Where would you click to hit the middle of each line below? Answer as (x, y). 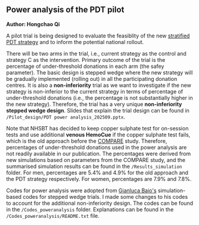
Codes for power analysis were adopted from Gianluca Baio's (81, 190)
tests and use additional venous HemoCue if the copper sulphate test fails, (98, 135)
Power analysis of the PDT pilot (65, 10)
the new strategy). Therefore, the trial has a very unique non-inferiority (94, 104)
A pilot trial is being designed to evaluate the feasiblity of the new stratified (98, 36)
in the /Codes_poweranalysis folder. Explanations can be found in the (90, 209)
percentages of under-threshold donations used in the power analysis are (97, 147)
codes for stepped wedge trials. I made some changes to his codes (105, 196)
